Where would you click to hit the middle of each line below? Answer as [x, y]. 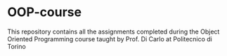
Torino [17, 46]
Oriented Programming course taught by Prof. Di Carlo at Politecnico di [110, 38]
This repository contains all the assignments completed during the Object [113, 31]
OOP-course [45, 12]
